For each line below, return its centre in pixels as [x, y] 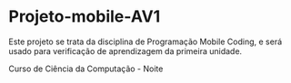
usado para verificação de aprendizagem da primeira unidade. [125, 51]
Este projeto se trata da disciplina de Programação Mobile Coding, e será [145, 41]
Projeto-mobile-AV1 [85, 17]
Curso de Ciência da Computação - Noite [86, 69]
